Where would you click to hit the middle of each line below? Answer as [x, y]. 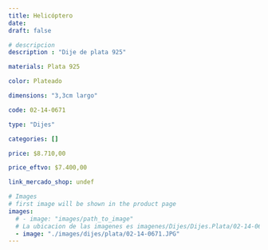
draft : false [30, 30]
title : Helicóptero [41, 16]
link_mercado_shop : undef [51, 182]
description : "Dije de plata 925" [67, 53]
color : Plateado [35, 81]
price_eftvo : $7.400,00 [48, 168]
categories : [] [33, 139]
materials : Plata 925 [44, 67]
